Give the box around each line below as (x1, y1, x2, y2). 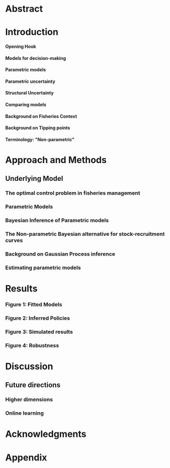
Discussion (5, 360, 53, 372)
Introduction (5, 26, 59, 38)
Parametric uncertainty (5, 78, 56, 84)
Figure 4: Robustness (5, 341, 59, 349)
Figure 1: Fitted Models (5, 301, 62, 308)
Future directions (5, 381, 61, 389)
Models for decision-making (5, 55, 66, 61)
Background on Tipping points (5, 125, 70, 131)
